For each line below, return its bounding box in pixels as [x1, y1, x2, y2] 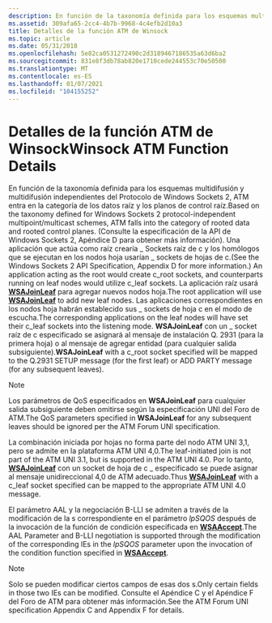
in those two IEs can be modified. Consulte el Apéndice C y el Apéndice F [8, 588, 254, 598]
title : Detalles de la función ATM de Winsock [8, 27, 168, 35]
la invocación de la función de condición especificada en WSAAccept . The [8, 522, 257, 532]
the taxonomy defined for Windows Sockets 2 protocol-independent [8, 209, 236, 219]
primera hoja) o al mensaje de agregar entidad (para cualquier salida [8, 338, 237, 349]
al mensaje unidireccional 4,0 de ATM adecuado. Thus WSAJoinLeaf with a [8, 472, 259, 482]
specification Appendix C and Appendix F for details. [8, 605, 185, 615]
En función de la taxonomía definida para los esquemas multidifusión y [8, 183, 244, 193]
